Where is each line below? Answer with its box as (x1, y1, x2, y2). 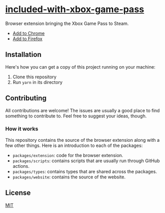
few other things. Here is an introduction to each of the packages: (5, 142, 143, 148)
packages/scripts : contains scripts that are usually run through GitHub (12, 158, 160, 164)
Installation (5, 50, 42, 59)
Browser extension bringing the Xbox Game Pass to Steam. (5, 20, 129, 26)
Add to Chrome (12, 30, 45, 36)
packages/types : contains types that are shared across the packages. (12, 168, 157, 174)
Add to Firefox (12, 36, 43, 42)
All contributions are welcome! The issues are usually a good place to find (5, 107, 160, 113)
